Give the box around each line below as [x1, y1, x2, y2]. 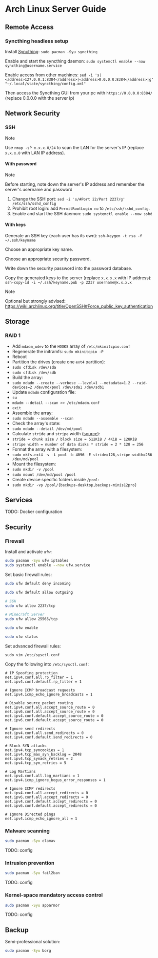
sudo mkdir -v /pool [12, 467, 54, 472]
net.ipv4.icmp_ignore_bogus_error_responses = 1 [5, 778, 106, 782]
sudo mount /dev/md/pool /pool [12, 472, 76, 477]
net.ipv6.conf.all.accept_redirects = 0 [5, 795, 89, 800]
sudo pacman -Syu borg [5, 948, 51, 953]
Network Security [5, 109, 60, 118]
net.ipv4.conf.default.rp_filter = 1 [5, 679, 82, 684]
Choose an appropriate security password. [5, 256, 91, 262]
